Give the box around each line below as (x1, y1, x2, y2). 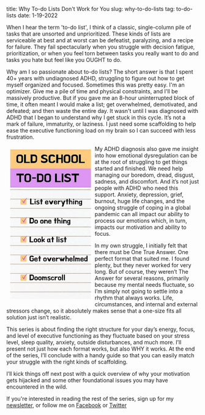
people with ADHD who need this (94, 184, 179, 192)
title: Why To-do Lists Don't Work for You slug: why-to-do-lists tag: (6, 6, 176, 12)
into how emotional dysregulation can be (94, 152, 198, 159)
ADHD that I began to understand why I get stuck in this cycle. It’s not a (6, 114, 186, 121)
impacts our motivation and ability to (94, 223, 187, 231)
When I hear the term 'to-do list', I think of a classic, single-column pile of (6, 24, 192, 31)
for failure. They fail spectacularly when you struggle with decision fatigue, (6, 43, 195, 50)
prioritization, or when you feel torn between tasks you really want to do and (6, 50, 199, 57)
